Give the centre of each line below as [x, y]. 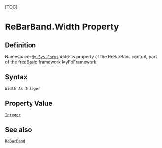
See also [18, 130]
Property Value [29, 104]
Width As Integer [23, 88]
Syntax [16, 77]
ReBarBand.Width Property [62, 27]
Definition [20, 45]
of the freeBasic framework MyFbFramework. [51, 62]
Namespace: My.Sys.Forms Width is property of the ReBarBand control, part [81, 57]
